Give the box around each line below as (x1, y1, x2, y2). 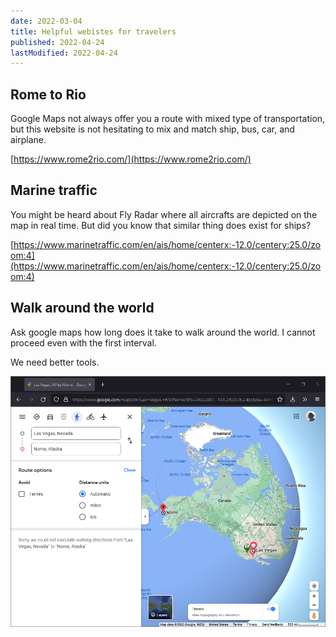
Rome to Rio (10, 86, 87, 103)
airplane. (10, 134, 47, 146)
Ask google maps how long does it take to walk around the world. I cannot (10, 326, 316, 338)
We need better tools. (10, 356, 100, 368)
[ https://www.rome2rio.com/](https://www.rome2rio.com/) (10, 153, 252, 165)
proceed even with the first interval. (10, 336, 157, 349)
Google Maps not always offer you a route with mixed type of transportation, (10, 113, 326, 125)
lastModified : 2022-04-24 (10, 48, 118, 58)
